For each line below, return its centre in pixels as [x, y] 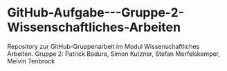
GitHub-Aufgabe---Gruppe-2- [96, 13]
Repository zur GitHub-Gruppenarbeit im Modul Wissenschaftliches [103, 46]
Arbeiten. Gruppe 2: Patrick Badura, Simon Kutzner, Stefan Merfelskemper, [113, 54]
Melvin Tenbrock [31, 61]
